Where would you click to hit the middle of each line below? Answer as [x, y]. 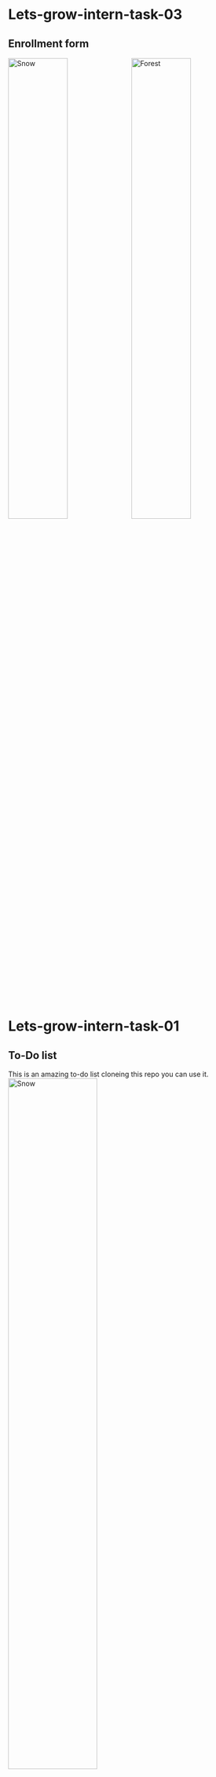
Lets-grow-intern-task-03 [95, 15]
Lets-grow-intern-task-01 [94, 1026]
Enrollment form [49, 44]
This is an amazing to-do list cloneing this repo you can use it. [108, 1074]
